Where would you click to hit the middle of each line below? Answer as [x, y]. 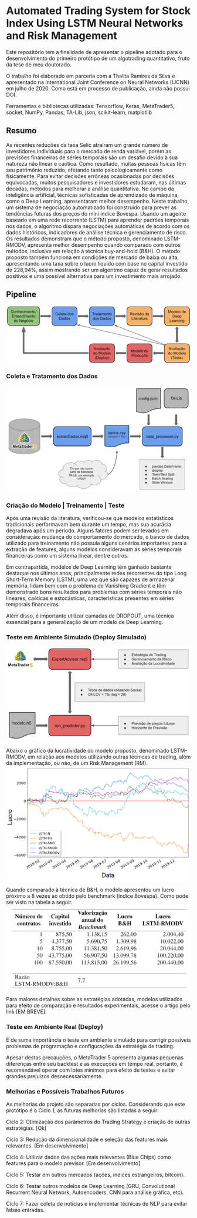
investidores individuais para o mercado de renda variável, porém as [89, 151]
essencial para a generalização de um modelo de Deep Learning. [85, 622]
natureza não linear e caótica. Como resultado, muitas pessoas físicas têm [96, 163]
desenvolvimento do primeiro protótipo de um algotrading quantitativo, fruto [98, 58]
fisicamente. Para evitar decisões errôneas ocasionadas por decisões [90, 176]
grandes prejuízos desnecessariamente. [55, 1076]
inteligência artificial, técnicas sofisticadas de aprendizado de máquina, [93, 194]
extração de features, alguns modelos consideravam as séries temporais [94, 549]
